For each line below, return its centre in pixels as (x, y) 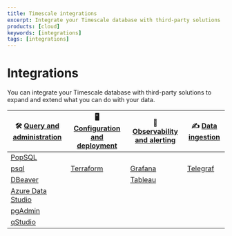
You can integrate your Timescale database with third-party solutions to (109, 92)
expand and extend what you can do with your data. (81, 100)
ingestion (204, 137)
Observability (155, 131)
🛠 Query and (37, 126)
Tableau (143, 180)
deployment (97, 146)
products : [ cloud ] (33, 26)
